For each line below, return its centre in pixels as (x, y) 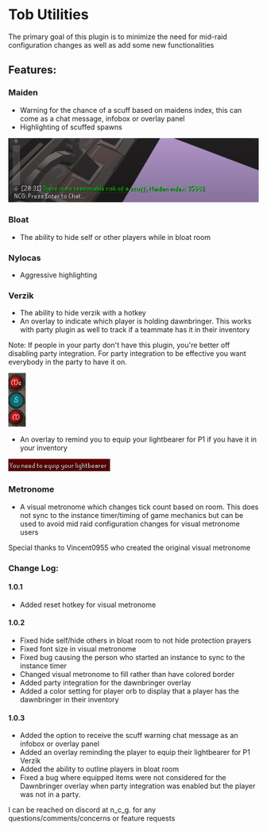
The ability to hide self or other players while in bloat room (115, 237)
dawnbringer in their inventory (69, 700)
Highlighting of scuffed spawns (71, 127)
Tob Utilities (48, 15)
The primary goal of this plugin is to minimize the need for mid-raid (118, 37)
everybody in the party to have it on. (68, 362)
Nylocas (25, 257)
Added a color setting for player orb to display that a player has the (130, 691)
